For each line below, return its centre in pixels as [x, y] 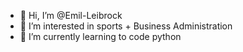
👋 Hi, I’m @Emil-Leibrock [71, 15]
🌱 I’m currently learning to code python [100, 36]
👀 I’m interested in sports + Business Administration [126, 26]
